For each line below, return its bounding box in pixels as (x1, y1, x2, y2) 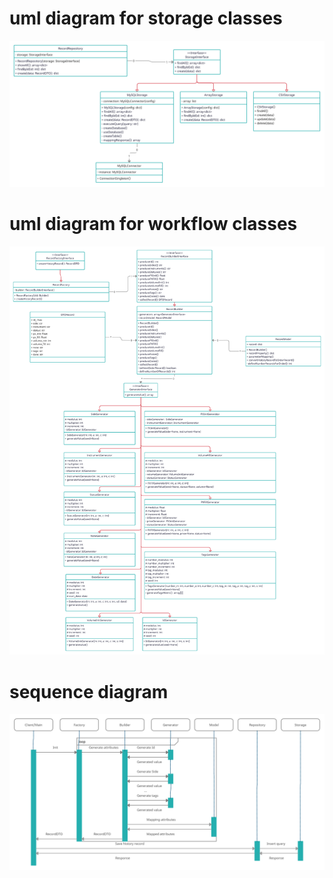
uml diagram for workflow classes (9, 213, 298, 236)
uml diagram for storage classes (9, 7, 283, 30)
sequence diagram (9, 680, 169, 703)
